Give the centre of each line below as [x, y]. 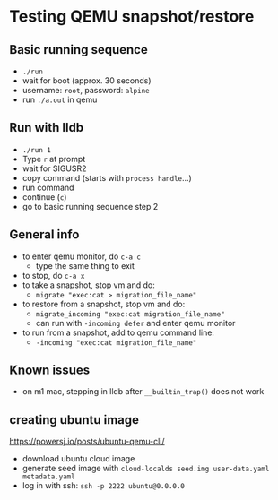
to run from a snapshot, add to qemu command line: [118, 332]
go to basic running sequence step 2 [90, 206]
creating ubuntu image [74, 420]
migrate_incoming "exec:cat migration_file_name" [130, 314]
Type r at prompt [54, 159]
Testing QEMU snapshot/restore [132, 17]
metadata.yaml [48, 477]
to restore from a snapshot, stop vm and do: [104, 304]
